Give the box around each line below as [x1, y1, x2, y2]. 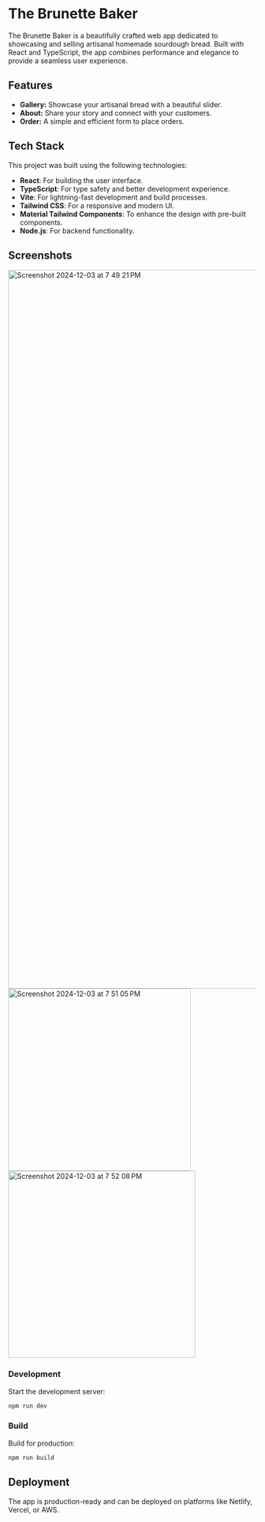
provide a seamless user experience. [8, 56, 129, 65]
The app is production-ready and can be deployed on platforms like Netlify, [8, 1496, 252, 1506]
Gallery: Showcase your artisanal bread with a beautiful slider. [19, 99, 222, 109]
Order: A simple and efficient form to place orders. [19, 116, 185, 126]
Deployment [8, 1475, 70, 1489]
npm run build [8, 1453, 55, 1461]
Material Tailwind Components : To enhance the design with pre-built [19, 209, 247, 218]
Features [8, 79, 53, 92]
